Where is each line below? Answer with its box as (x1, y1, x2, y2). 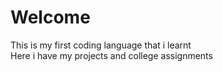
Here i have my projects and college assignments (10, 49, 213, 61)
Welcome (10, 6, 91, 29)
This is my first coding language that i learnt (10, 39, 192, 51)
